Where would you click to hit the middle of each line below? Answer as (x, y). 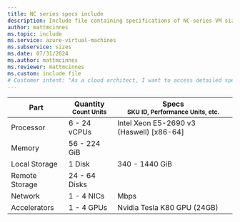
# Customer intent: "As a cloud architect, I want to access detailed (115, 80)
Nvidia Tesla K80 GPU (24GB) (168, 208)
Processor (28, 127)
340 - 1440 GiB (145, 164)
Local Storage (35, 164)
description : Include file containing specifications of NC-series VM (115, 21)
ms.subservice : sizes (40, 47)
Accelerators (32, 208)
